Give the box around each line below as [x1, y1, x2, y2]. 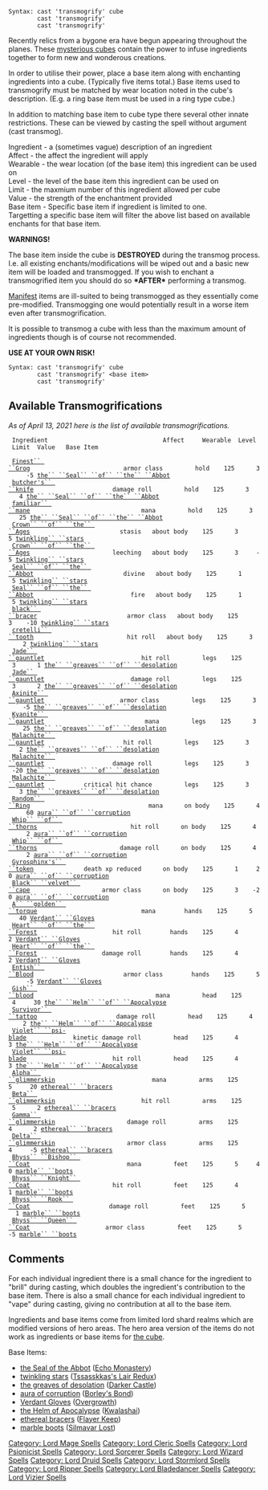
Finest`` [11, 457, 42, 465]
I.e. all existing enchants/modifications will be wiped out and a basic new [8, 259, 250, 268]
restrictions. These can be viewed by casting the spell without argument [8, 118, 247, 128]
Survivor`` [11, 1005, 48, 1014]
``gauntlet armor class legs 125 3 [8, 696, 257, 704]
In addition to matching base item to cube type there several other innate [8, 109, 249, 119]
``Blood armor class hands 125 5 [8, 970, 261, 978]
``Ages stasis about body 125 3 [8, 527, 239, 536]
